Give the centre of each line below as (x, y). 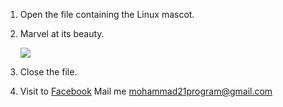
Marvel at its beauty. (62, 33)
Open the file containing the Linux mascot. (107, 14)
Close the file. (48, 72)
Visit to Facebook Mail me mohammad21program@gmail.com (146, 91)
